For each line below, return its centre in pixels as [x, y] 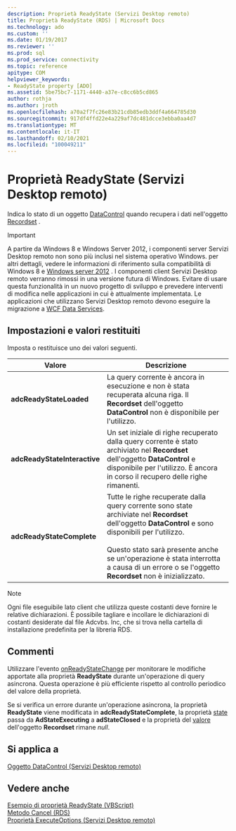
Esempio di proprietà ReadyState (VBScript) [71, 805]
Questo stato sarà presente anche [163, 549]
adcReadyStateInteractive [55, 458]
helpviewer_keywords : [39, 79]
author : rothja [29, 99]
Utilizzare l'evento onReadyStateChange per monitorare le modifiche [106, 668]
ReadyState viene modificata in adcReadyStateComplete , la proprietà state [118, 712]
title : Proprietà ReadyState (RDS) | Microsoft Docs [86, 20]
